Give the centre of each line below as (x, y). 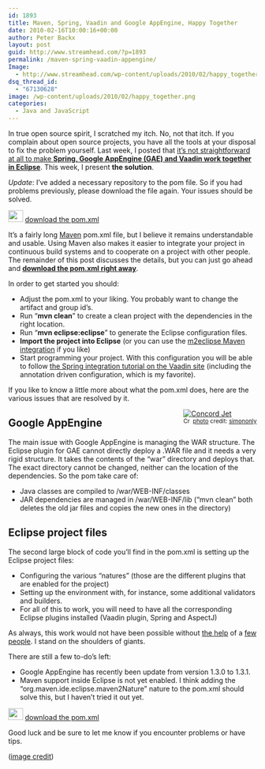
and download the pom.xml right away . (73, 268)
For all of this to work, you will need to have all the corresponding (126, 609)
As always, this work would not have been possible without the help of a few (132, 632)
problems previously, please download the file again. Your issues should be (131, 191)
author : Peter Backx (42, 38)
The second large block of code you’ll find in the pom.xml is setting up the (129, 552)
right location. (42, 324)
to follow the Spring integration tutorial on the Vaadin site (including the (135, 366)
